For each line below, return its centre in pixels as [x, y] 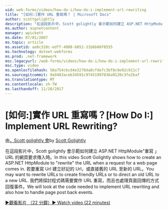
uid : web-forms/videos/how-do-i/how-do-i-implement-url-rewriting [76, 10]
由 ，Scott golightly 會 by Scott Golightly [45, 140]
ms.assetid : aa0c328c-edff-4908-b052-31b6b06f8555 [59, 47]
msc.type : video [22, 65]
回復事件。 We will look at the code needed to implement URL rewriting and [82, 187]
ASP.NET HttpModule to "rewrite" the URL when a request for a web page [81, 163]
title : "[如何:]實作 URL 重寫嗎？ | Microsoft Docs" [58, 14]
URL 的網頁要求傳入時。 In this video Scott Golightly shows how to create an [83, 157]
